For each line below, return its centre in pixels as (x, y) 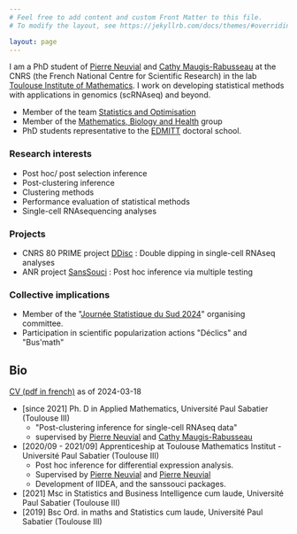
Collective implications (60, 295)
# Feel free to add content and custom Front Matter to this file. (136, 17)
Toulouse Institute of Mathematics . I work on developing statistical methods (147, 86)
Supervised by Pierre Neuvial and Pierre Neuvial (123, 475)
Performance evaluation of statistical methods (106, 201)
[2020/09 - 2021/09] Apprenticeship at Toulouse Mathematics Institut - (152, 446)
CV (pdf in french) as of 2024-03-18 (75, 391)
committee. (42, 323)
